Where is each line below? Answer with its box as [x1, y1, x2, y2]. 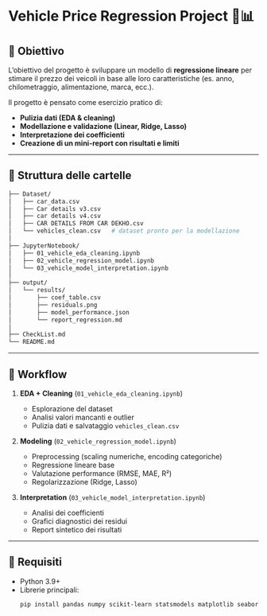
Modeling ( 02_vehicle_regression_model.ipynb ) [19, 436, 177, 446]
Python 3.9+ [19, 576, 61, 586]
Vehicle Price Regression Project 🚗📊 [8, 7, 255, 25]
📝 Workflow [8, 368, 68, 381]
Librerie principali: [19, 585, 79, 595]
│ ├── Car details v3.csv [8, 205, 102, 212]
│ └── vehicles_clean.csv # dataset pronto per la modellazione [8, 227, 240, 236]
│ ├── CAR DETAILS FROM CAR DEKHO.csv [8, 220, 145, 228]
